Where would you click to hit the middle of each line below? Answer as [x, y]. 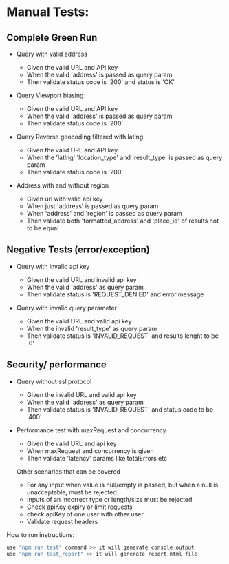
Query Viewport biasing [50, 95]
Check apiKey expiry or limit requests [79, 507]
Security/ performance [57, 365]
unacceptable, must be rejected [72, 492]
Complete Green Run [52, 38]
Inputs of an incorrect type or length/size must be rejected [109, 499]
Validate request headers [62, 521]
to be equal [43, 228]
